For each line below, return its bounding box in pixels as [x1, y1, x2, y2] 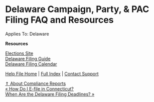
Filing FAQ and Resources [5, 14, 114, 26]
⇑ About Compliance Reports [5, 80, 66, 86]
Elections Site [5, 50, 34, 56]
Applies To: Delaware [5, 31, 49, 37]
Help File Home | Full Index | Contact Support [5, 70, 99, 76]
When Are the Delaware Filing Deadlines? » [5, 91, 95, 97]
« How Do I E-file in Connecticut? [5, 85, 74, 91]
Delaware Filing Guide [5, 55, 51, 61]
